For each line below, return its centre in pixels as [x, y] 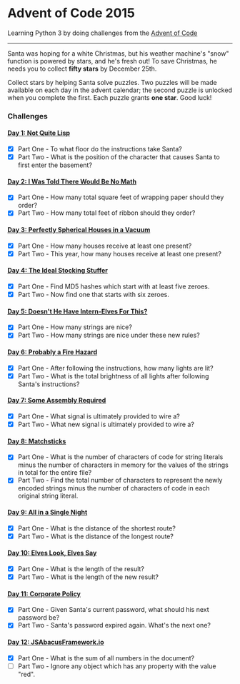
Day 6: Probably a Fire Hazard [52, 352]
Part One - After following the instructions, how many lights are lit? [115, 368]
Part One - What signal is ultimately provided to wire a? [99, 416]
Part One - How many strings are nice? [75, 327]
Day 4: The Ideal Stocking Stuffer [58, 271]
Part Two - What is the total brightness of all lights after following [113, 376]
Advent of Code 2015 [71, 13]
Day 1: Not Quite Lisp [39, 133]
